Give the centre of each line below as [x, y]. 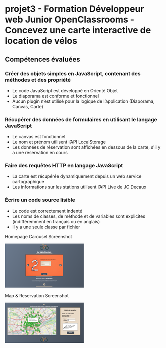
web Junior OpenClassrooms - [70, 20]
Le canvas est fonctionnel [39, 137]
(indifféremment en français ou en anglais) [56, 221]
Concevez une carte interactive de [78, 30]
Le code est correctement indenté [47, 211]
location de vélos [41, 41]
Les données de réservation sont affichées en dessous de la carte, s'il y [86, 147]
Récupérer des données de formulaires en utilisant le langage [81, 119]
